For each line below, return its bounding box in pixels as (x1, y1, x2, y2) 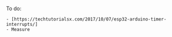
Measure (11, 26, 31, 32)
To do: (6, 5, 22, 12)
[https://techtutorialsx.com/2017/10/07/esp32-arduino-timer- (11, 16, 167, 22)
